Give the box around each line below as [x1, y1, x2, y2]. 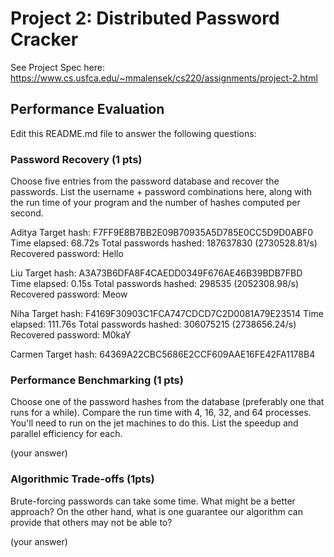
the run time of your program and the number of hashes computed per [10, 197, 301, 209]
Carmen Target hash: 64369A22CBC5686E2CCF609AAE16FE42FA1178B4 [10, 348, 316, 361]
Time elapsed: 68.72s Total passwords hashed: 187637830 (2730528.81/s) [10, 237, 318, 249]
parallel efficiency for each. [10, 428, 123, 440]
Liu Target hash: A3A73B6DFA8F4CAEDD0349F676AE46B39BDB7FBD [10, 267, 303, 279]
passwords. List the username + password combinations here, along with [10, 186, 313, 198]
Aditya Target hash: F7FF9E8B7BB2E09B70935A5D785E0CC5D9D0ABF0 [10, 227, 314, 239]
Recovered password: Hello [10, 248, 124, 260]
